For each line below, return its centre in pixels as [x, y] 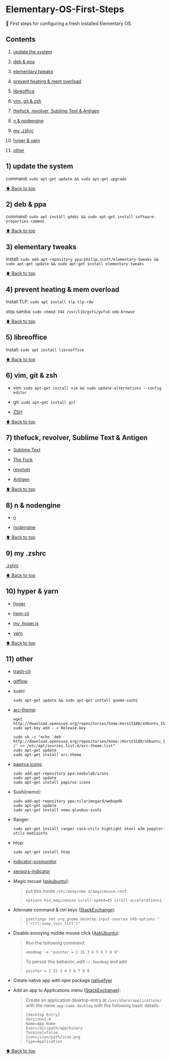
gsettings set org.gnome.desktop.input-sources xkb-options [90, 919]
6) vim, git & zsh [32, 376]
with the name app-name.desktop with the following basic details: [93, 1005]
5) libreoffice [27, 337]
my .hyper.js [26, 623]
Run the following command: [55, 943]
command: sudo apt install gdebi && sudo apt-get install [70, 217]
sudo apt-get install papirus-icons [52, 782]
